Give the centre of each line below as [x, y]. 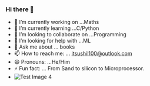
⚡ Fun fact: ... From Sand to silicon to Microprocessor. [79, 68]
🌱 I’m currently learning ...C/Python [56, 28]
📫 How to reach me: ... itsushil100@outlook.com [73, 54]
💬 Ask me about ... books [44, 47]
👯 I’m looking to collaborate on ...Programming [70, 35]
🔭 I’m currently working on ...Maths [56, 22]
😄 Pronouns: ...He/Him [42, 62]
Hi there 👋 [20, 9]
